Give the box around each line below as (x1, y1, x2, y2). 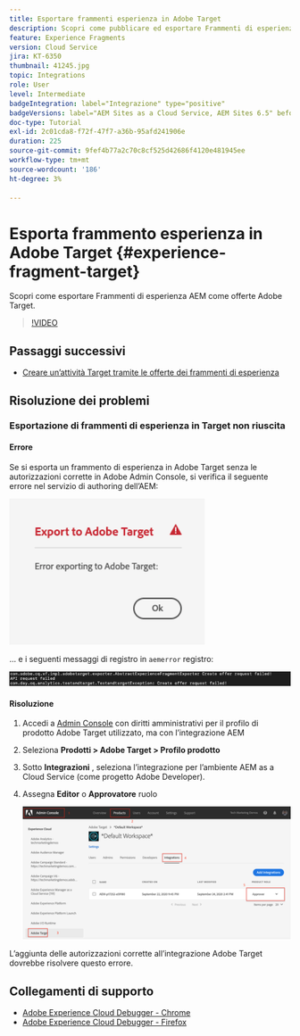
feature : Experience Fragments (9, 33, 126, 42)
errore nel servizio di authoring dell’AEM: (9, 480, 159, 491)
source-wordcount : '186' (9, 165, 102, 174)
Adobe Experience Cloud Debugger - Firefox (21, 1017, 187, 1028)
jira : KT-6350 (9, 52, 62, 62)
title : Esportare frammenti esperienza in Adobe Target (9, 14, 221, 23)
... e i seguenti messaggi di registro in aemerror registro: (9, 653, 214, 664)
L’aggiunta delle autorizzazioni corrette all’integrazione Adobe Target (9, 949, 263, 959)
